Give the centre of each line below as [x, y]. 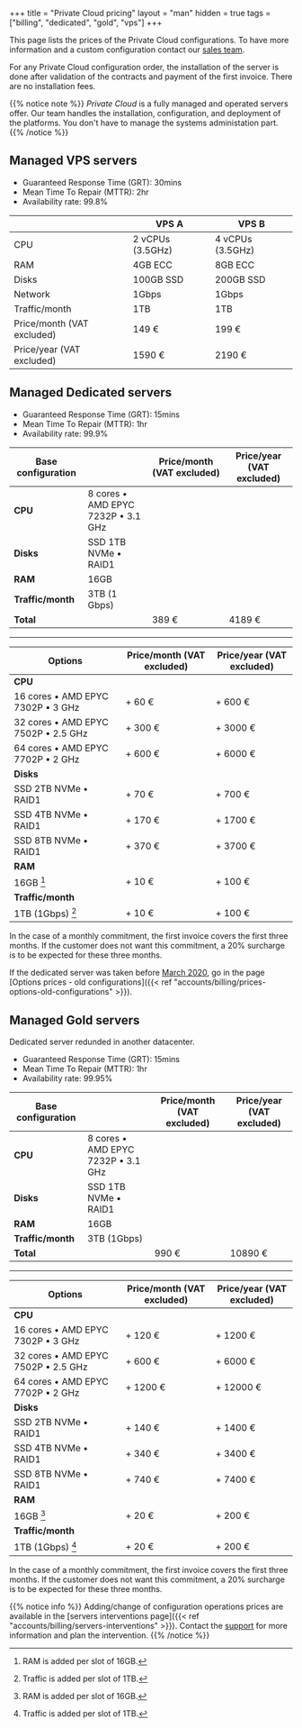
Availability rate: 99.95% [67, 1078]
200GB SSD [240, 279]
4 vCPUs [233, 239]
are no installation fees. [53, 86]
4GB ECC [152, 265]
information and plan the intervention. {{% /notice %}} [110, 1635]
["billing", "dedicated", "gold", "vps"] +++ [86, 23]
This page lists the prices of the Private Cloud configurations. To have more [149, 40]
